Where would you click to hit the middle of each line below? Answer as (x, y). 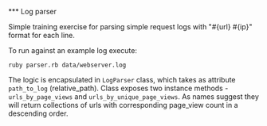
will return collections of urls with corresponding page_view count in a (123, 105)
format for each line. (42, 35)
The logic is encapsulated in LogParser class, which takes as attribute (122, 80)
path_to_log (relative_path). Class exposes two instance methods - (118, 88)
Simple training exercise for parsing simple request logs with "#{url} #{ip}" (130, 27)
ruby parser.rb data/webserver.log (67, 65)
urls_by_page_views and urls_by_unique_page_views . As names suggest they (133, 97)
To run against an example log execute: (73, 50)
